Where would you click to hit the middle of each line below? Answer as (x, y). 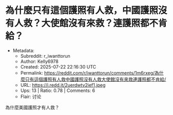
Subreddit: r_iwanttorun (45, 56)
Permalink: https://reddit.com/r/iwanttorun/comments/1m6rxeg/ (88, 73)
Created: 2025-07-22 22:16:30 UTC (58, 66)
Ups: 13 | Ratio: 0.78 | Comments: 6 (58, 90)
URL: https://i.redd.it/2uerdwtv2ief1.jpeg (63, 85)
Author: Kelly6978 (40, 61)
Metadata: (24, 50)
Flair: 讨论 (31, 96)
